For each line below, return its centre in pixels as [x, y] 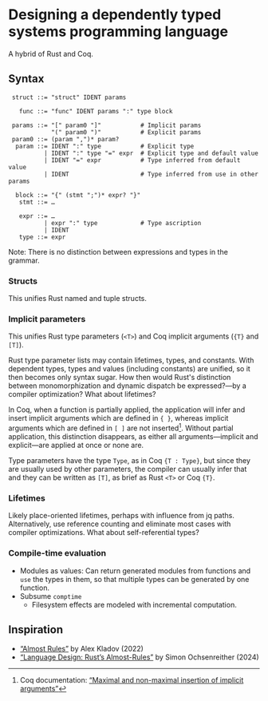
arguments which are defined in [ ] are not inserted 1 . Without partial [121, 427]
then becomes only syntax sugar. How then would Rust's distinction [120, 378]
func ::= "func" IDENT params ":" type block [96, 111]
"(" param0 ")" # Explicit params [126, 132]
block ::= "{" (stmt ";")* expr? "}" [78, 195]
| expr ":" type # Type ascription [122, 223]
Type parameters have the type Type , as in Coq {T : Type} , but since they [130, 460]
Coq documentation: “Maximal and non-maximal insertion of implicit [132, 680]
